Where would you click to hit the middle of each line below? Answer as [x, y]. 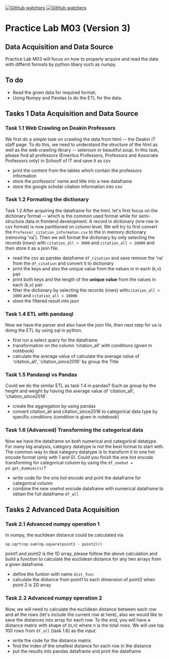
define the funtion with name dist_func [53, 574]
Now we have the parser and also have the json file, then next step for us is [83, 325]
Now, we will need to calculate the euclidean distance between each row [81, 609]
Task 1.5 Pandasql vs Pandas [41, 375]
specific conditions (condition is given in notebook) [66, 417]
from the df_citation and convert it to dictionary [63, 263]
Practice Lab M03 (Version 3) [68, 28]
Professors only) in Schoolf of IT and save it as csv [58, 160]
